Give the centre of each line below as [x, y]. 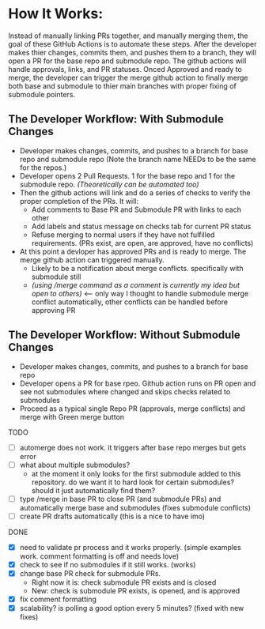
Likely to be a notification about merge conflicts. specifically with [137, 268]
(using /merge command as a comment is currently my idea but [135, 284]
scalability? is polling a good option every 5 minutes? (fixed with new [132, 608]
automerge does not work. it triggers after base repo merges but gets [133, 447]
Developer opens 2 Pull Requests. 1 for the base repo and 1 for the [127, 175]
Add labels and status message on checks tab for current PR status [141, 226]
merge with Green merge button [72, 416]
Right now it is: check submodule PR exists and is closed [124, 582]
